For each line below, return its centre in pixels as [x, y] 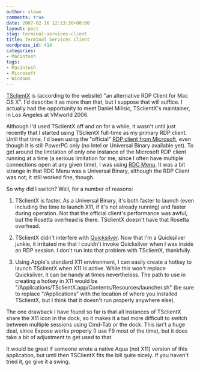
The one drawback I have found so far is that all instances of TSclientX [94, 312]
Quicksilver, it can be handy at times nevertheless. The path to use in [100, 275]
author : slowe [24, 12]
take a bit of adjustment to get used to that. [59, 337]
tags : [13, 62]
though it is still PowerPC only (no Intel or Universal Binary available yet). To [100, 146]
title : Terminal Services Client [48, 40]
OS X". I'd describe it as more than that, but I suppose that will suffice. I [94, 102]
